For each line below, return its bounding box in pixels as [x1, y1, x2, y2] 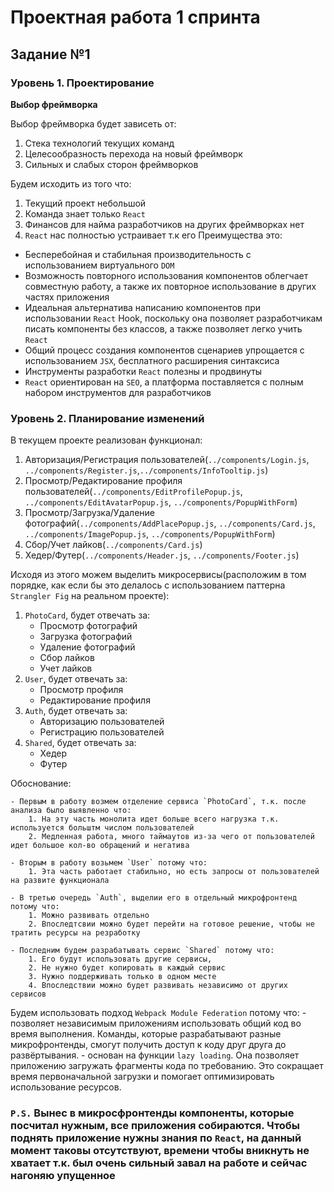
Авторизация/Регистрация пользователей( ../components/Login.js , [24, 454, 310, 466]
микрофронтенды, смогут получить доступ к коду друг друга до [10, 1039, 287, 1051]
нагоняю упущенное [10, 1169, 116, 1183]
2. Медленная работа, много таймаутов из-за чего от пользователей [28, 832, 315, 842]
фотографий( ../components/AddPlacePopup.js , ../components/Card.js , [24, 517, 316, 530]
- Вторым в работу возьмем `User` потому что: [10, 858, 208, 868]
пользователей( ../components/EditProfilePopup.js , [24, 486, 243, 498]
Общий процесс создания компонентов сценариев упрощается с [24, 344, 305, 356]
